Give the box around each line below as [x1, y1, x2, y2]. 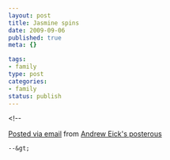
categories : [8, 77, 47, 86]
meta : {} [8, 41, 37, 49]
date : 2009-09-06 [8, 26, 66, 34]
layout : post [8, 11, 51, 20]
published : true [8, 33, 62, 42]
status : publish [8, 92, 62, 100]
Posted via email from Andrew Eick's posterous [8, 129, 162, 139]
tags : [8, 55, 26, 63]
